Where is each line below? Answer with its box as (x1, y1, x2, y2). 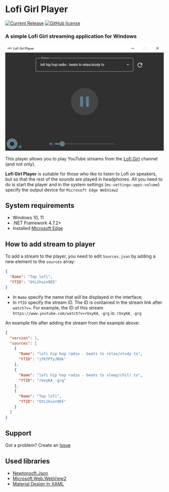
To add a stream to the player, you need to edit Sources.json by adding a (5, 253, 156, 260)
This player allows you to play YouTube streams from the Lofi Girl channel (5, 155, 158, 161)
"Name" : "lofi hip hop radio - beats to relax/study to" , (18, 351, 143, 357)
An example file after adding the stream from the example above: (5, 319, 140, 325)
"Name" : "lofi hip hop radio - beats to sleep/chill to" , (18, 372, 143, 378)
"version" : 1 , (10, 336, 39, 341)
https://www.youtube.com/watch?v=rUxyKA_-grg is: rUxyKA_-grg (12, 310, 142, 316)
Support (5, 429, 32, 438)
